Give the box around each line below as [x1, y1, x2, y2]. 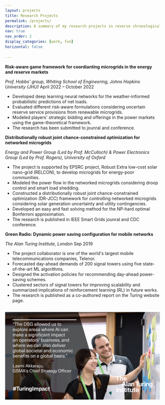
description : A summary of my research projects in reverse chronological [5, 24, 162, 29]
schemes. [27, 276, 47, 282]
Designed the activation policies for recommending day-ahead [12, 271, 139, 277]
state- [142, 260, 155, 266]
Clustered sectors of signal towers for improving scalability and [12, 282, 140, 288]
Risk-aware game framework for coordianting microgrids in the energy [5, 64, 152, 70]
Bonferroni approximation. [12, 211, 65, 217]
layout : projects [5, 8, 41, 13]
